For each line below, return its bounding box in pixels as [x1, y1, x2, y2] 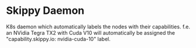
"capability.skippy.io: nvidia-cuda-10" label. [6, 35, 111, 42]
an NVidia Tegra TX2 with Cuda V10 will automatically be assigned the [6, 29, 176, 36]
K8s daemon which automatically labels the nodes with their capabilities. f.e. [6, 23, 190, 30]
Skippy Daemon [6, 4, 85, 17]
